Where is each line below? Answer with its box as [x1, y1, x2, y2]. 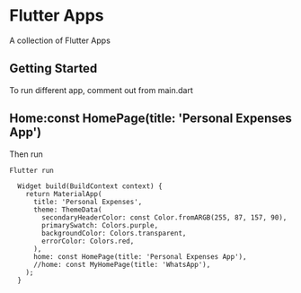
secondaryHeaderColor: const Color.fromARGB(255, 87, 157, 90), [41, 212, 288, 222]
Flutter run [9, 166, 54, 175]
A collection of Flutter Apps [9, 35, 111, 46]
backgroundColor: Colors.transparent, [41, 228, 187, 237]
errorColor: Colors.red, [41, 237, 135, 246]
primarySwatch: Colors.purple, [41, 220, 159, 229]
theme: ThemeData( [32, 205, 102, 214]
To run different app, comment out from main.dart [9, 84, 193, 95]
